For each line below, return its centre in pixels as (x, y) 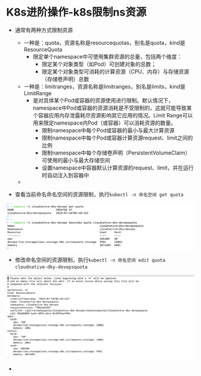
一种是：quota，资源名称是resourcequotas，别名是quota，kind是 (104, 43)
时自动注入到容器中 (66, 175)
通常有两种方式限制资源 (44, 30)
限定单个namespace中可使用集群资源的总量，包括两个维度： (107, 56)
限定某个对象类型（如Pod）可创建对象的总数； (99, 64)
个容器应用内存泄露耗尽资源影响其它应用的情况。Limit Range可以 (113, 115)
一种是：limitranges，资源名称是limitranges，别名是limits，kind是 (104, 86)
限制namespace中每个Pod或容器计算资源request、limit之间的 (117, 138)
